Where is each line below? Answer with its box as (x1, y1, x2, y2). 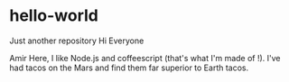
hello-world (9, 5, 99, 26)
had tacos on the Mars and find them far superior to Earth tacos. (9, 62, 249, 73)
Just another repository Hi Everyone (9, 35, 144, 46)
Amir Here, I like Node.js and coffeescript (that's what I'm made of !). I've (9, 52, 282, 63)
